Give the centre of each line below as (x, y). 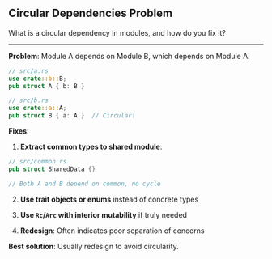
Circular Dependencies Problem (90, 13)
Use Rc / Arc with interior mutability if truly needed (104, 214)
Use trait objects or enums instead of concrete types (109, 199)
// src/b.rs (28, 100)
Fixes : (19, 131)
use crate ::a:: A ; (38, 108)
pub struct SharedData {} (52, 169)
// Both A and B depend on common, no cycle (85, 184)
